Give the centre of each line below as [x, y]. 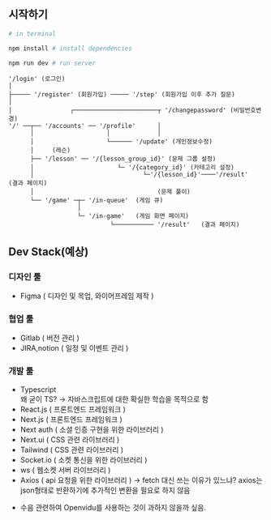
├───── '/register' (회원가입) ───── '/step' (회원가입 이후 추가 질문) [122, 95]
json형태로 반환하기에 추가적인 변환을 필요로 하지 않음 [105, 490]
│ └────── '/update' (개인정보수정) [121, 142]
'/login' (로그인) [37, 79]
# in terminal [32, 34]
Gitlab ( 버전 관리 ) [49, 338]
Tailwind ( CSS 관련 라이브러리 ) [72, 450]
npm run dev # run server [52, 63]
